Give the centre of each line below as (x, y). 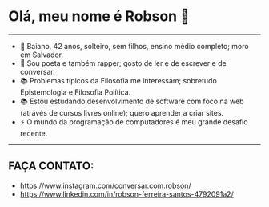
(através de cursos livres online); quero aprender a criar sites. (122, 112)
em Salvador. (42, 55)
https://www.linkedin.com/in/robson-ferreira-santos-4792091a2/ (126, 194)
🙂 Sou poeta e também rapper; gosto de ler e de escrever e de (123, 63)
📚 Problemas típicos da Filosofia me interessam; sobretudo (118, 80)
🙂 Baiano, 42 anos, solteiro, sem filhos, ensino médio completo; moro (134, 46)
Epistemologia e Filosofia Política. (75, 92)
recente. (34, 133)
